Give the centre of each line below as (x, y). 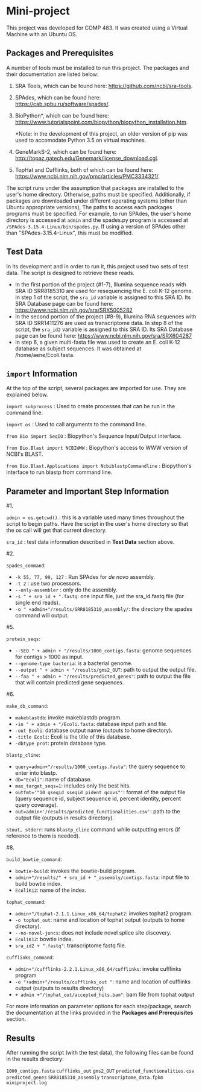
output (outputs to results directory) (59, 988)
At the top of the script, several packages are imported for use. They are (96, 388)
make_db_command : (27, 706)
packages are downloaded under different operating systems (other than (97, 201)
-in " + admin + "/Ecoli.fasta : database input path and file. (91, 724)
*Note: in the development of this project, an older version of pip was (101, 133)
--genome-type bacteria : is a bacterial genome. (74, 663)
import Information (42, 374)
